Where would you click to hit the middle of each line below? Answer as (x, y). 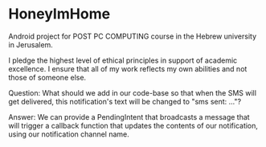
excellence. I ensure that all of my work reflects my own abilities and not (128, 68)
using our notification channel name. (69, 134)
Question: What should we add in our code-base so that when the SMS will (133, 92)
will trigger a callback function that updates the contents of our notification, (133, 125)
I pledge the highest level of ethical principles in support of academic (123, 60)
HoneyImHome (59, 14)
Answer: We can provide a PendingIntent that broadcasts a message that (129, 116)
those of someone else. (47, 77)
